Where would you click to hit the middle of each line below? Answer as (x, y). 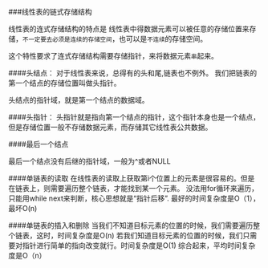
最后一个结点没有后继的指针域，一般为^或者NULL (89, 161)
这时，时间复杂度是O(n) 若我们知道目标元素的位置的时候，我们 (139, 236)
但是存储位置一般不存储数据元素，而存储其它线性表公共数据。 (110, 127)
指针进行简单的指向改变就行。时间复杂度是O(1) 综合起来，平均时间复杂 (139, 246)
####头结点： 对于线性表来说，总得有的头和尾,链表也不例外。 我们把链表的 (133, 73)
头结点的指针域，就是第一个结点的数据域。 (79, 100)
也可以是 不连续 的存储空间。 (163, 39)
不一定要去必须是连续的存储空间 (67, 39)
